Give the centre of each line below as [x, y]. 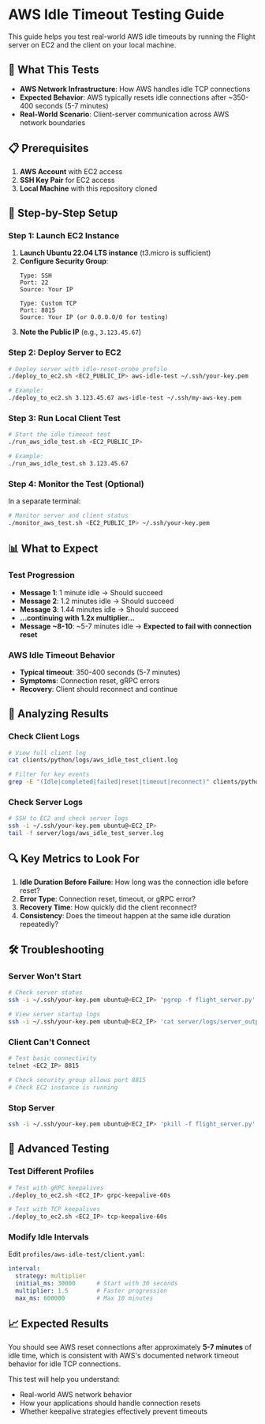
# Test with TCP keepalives [54, 1209]
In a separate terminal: [45, 501]
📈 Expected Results [58, 1324]
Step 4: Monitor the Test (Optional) [76, 484]
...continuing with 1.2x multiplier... [77, 617]
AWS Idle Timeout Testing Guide [116, 15]
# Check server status [45, 993]
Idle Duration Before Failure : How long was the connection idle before [134, 882]
